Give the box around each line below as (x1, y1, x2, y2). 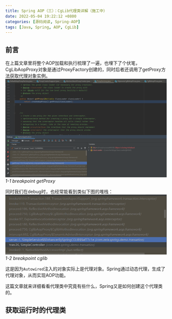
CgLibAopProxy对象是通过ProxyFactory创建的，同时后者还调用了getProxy (5, 67, 161, 73)
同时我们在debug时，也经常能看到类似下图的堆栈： (5, 188, 114, 194)
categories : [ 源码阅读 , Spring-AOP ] (5, 19, 80, 24)
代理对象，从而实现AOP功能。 (5, 272, 69, 278)
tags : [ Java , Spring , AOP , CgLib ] (5, 25, 79, 30)
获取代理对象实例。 (9, 73, 50, 79)
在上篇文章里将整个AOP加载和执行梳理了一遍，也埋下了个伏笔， (5, 60, 140, 66)
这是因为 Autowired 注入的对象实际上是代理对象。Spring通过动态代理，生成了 (5, 266, 165, 272)
